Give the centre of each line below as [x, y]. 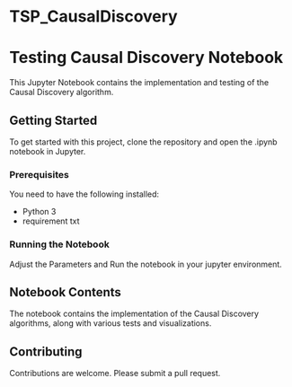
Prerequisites [39, 174]
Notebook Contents [65, 292]
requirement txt [51, 221]
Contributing [46, 352]
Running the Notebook [59, 244]
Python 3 [39, 212]
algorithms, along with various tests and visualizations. [111, 323]
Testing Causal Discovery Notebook [146, 58]
